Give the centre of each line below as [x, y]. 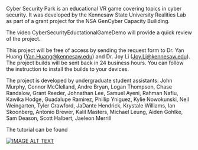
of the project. [23, 39]
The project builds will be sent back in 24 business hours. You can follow [95, 63]
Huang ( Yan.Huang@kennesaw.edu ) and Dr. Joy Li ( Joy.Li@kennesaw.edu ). [98, 56]
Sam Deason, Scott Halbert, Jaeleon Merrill [59, 118]
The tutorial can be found [37, 130]
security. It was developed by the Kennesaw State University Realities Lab [96, 15]
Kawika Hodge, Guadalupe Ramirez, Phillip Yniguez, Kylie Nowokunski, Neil [98, 99]
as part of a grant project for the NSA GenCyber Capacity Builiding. [88, 21]
